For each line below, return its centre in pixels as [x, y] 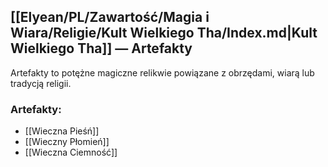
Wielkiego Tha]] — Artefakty [101, 48]
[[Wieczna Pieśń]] [62, 131]
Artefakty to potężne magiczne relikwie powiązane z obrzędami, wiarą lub [162, 72]
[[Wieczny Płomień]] [67, 142]
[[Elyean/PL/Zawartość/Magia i [110, 17]
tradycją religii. [41, 83]
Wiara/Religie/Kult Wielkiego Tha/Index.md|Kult [164, 33]
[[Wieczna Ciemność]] [71, 152]
